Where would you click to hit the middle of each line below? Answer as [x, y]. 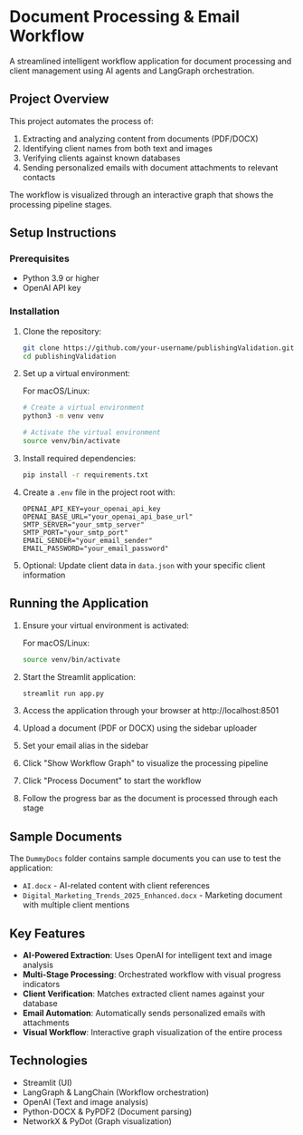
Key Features [47, 933]
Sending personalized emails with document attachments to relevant [150, 167]
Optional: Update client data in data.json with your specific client [144, 565]
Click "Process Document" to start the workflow [112, 781]
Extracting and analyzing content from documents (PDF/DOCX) [141, 139]
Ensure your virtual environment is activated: [106, 625]
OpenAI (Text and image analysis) [85, 1101]
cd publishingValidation [69, 356]
